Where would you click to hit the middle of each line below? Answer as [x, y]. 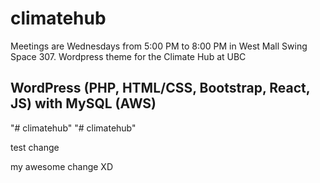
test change [35, 147]
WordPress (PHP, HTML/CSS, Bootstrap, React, [160, 88]
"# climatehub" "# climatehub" [73, 128]
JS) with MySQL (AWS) [83, 103]
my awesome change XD [61, 166]
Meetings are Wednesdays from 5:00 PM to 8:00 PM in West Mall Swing [159, 46]
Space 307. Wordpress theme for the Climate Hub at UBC [128, 56]
